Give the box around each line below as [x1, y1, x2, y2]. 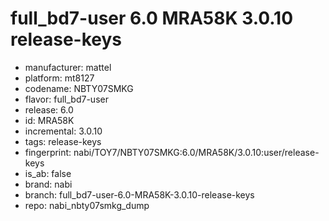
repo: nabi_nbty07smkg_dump [24, 199, 150, 211]
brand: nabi [24, 178, 73, 190]
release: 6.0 [24, 103, 74, 116]
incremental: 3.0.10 [24, 125, 103, 137]
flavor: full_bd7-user [24, 93, 109, 105]
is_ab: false [24, 167, 72, 179]
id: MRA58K [24, 114, 75, 126]
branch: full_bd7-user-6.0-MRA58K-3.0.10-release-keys [24, 188, 255, 201]
